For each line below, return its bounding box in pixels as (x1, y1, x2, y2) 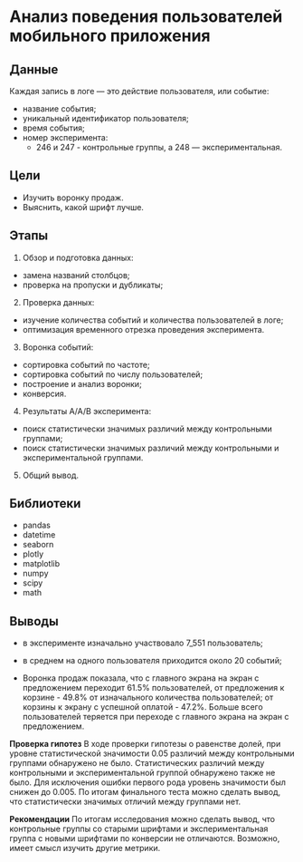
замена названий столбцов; (22, 269, 130, 280)
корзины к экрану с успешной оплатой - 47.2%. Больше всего (22, 702, 264, 712)
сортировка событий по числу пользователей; (22, 369, 204, 380)
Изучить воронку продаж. (22, 192, 124, 203)
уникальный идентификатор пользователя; (22, 113, 189, 123)
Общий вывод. (22, 470, 80, 480)
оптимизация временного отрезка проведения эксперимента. (22, 324, 265, 334)
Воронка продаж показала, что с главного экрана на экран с (22, 673, 260, 683)
